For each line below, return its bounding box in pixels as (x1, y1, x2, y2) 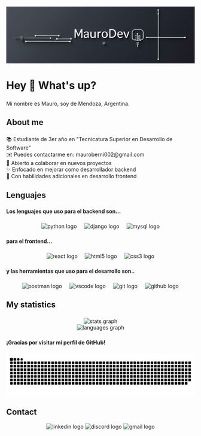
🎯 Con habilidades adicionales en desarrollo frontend (6, 173, 137, 180)
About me (6, 117, 44, 127)
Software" (6, 144, 31, 151)
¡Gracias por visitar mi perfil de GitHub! (6, 339, 106, 346)
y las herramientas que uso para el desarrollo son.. (6, 267, 135, 275)
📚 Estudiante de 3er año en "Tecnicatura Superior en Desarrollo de (6, 136, 173, 143)
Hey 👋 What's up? (6, 78, 97, 92)
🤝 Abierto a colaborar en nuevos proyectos (6, 160, 112, 167)
